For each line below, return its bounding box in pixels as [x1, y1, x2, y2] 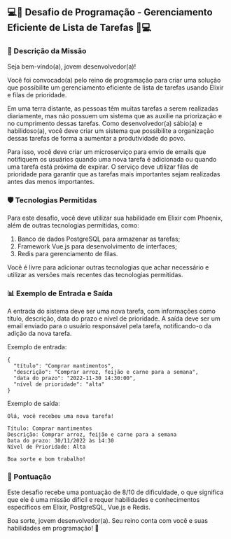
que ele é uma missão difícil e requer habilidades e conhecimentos [7, 495, 200, 503]
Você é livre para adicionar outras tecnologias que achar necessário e [7, 262, 209, 272]
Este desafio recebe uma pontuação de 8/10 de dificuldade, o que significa [7, 488, 224, 496]
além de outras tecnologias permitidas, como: [7, 220, 139, 230]
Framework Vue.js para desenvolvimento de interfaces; [17, 241, 177, 251]
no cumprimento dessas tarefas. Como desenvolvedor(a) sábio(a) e [7, 119, 203, 127]
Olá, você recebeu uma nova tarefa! [7, 413, 114, 420]
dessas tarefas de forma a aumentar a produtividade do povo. [7, 134, 185, 142]
